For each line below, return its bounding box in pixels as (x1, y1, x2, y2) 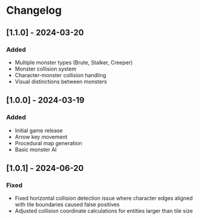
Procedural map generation (14, 139, 82, 146)
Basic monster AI (14, 146, 57, 153)
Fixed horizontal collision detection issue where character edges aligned (14, 195, 193, 202)
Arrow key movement (14, 133, 68, 140)
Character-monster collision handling (14, 71, 106, 78)
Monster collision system (14, 65, 76, 72)
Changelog (6, 4, 62, 17)
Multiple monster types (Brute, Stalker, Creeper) (14, 59, 133, 66)
